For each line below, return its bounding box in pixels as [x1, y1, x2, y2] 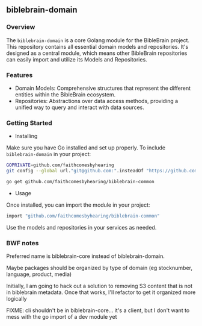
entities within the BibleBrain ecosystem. [14, 90, 116, 98]
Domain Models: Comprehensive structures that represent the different [14, 84, 191, 92]
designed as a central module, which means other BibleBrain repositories [6, 49, 188, 57]
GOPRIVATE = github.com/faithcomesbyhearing [6, 162, 114, 168]
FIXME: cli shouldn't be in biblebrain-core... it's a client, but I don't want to [6, 307, 190, 314]
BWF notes [6, 239, 39, 247]
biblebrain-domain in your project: [6, 151, 91, 158]
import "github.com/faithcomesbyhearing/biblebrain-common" [6, 213, 161, 219]
